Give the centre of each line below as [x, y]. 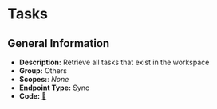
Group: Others [43, 71]
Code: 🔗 [33, 96]
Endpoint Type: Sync [54, 88]
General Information [59, 43]
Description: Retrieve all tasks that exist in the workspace [114, 62]
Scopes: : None [44, 79]
